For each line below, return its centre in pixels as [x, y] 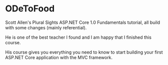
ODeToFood [30, 9]
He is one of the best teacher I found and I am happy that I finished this [78, 37]
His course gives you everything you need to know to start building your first [84, 52]
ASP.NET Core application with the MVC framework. [59, 57]
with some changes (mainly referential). [46, 27]
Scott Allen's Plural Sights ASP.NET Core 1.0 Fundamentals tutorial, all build [83, 22]
